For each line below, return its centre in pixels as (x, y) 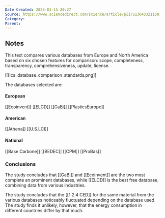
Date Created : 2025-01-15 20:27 (38, 10)
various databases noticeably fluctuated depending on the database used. (80, 200)
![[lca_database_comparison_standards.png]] (51, 75)
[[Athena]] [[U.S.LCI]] (27, 129)
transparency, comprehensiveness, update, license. (57, 66)
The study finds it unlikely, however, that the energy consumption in (74, 205)
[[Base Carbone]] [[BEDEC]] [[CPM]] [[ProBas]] (53, 151)
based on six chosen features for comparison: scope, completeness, (74, 61)
